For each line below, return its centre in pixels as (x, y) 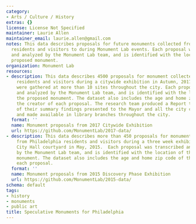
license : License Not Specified (45, 28)
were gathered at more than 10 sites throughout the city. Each (96, 87)
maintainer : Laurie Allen (37, 33)
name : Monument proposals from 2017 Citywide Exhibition (82, 125)
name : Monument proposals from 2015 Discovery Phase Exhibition (91, 174)
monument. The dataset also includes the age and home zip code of (100, 158)
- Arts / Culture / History (40, 17)
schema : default (26, 185)
